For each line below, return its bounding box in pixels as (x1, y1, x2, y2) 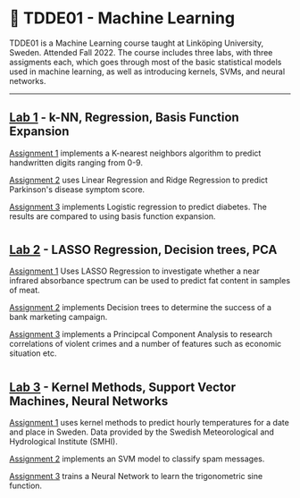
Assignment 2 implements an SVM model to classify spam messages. (9, 453, 265, 464)
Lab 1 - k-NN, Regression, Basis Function (9, 110, 239, 125)
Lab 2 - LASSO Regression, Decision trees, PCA (9, 241, 278, 257)
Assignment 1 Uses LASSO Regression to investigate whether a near (9, 266, 261, 276)
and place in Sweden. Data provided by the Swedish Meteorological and (9, 426, 275, 437)
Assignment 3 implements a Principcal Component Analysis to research (9, 329, 272, 340)
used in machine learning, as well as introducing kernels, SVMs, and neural (9, 66, 286, 77)
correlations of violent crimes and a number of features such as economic (9, 339, 282, 350)
